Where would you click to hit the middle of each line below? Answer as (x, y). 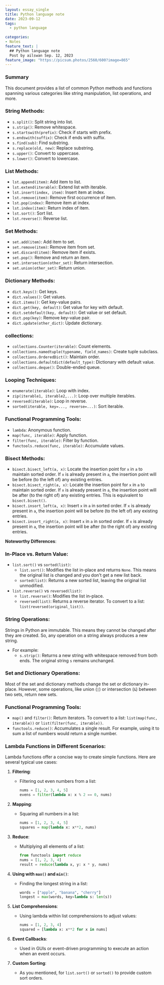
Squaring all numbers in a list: (49, 814)
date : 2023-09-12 (23, 19)
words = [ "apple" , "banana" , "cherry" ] (60, 893)
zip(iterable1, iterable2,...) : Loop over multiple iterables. (74, 396)
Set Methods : (22, 231)
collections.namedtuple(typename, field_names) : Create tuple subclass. (85, 352)
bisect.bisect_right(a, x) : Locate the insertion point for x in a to (79, 485)
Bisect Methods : (25, 458)
